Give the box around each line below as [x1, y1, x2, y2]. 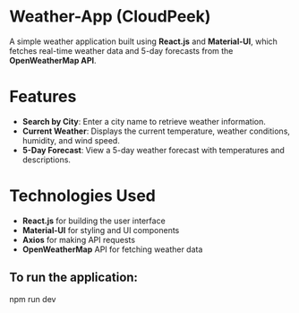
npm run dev [9, 293, 56, 304]
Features [9, 87, 77, 107]
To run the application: [9, 270, 139, 285]
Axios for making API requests [21, 234, 136, 245]
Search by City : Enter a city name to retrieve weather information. [21, 116, 266, 126]
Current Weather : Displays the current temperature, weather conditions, [21, 126, 291, 136]
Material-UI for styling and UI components [21, 224, 180, 235]
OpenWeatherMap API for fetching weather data [21, 244, 203, 255]
